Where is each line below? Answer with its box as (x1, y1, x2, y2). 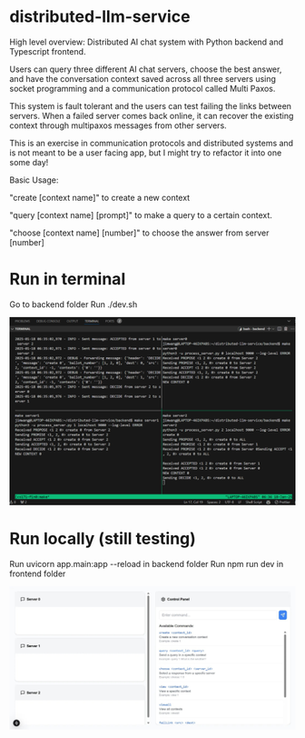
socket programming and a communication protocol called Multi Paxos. (9, 83, 276, 94)
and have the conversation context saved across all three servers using (9, 73, 277, 84)
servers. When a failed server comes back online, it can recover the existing (9, 110, 294, 121)
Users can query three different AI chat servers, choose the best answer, (9, 64, 282, 75)
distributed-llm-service (9, 6, 191, 27)
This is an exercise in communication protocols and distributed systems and (9, 137, 293, 148)
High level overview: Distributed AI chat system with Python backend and (9, 36, 284, 47)
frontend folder (9, 568, 66, 579)
